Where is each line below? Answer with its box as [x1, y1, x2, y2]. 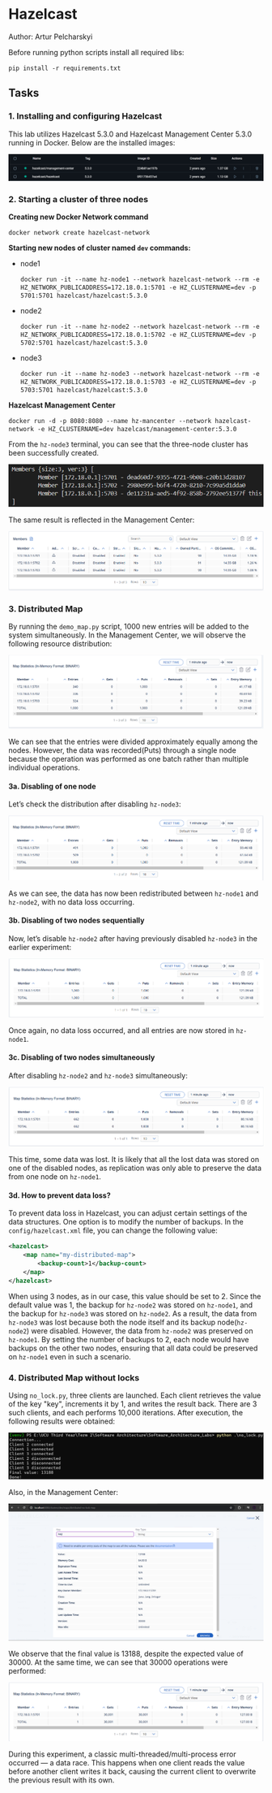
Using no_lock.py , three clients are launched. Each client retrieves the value [8, 1390, 261, 1401]
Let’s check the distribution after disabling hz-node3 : [8, 799, 181, 809]
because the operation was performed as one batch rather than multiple [8, 754, 249, 764]
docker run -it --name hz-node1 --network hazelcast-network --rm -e [19, 275, 261, 284]
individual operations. [8, 763, 81, 772]
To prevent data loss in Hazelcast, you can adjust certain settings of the [8, 1208, 248, 1218]
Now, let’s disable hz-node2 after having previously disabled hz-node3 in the [8, 934, 257, 944]
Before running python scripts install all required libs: [8, 47, 185, 57]
